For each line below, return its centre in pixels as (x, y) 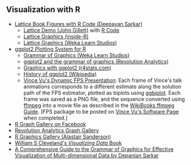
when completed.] (45, 118)
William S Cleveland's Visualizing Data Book (68, 143)
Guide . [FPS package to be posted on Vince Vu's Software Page (101, 111)
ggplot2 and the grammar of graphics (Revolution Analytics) (96, 61)
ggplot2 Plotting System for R (50, 49)
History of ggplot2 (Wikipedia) (60, 74)
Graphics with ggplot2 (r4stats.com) (67, 68)
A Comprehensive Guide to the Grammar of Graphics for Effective (94, 149)
